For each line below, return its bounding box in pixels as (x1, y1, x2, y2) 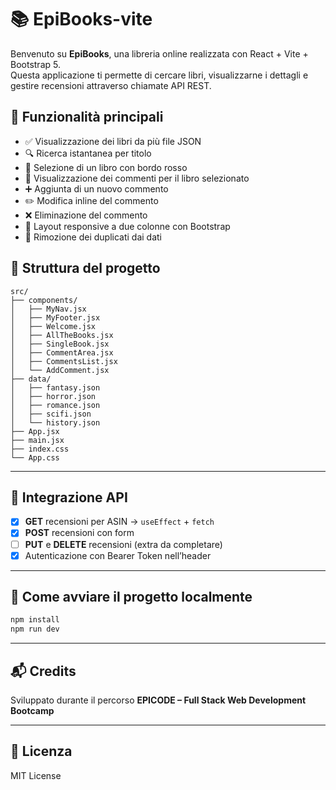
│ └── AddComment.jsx (10, 365, 110, 375)
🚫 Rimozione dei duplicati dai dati (24, 231, 162, 243)
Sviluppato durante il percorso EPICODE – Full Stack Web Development (10, 694, 307, 706)
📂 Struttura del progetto (10, 260, 161, 277)
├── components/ (10, 295, 78, 305)
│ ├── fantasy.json (10, 382, 101, 393)
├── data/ (10, 374, 52, 384)
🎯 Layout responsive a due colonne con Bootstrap (24, 220, 231, 232)
